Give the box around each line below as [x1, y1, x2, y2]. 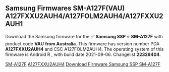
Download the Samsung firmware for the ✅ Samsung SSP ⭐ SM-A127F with [5, 33, 163, 39]
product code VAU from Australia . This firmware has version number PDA [5, 40, 160, 47]
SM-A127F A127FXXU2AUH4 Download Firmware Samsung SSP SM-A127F [5, 61, 160, 67]
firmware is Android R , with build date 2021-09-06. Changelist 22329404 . [5, 51, 161, 57]
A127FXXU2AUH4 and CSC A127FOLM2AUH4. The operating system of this [5, 46, 164, 52]
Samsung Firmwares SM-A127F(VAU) [5, 4, 125, 13]
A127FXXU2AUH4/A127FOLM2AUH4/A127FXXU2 [5, 12, 163, 21]
